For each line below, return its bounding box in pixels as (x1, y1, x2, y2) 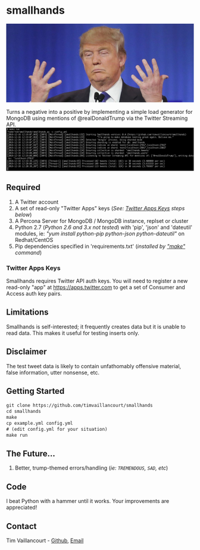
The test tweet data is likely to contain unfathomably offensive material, (6, 362, 182, 369)
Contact (6, 521, 37, 531)
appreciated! (6, 504, 37, 511)
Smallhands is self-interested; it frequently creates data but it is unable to (6, 323, 186, 330)
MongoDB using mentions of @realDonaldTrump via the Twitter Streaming (6, 114, 188, 122)
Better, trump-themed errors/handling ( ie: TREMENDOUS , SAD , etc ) (14, 464, 168, 471)
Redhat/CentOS (14, 236, 54, 243)
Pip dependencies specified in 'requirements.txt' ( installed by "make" (14, 243, 186, 250)
